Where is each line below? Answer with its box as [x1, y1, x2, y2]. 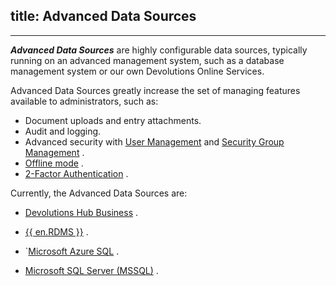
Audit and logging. [24, 125, 102, 137]
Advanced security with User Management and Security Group [24, 135, 285, 148]
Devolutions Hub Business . [24, 206, 139, 218]
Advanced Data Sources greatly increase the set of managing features [10, 84, 301, 96]
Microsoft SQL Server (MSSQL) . [24, 264, 159, 276]
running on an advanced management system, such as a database [10, 54, 285, 66]
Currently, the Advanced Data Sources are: [10, 187, 188, 199]
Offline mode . [24, 157, 84, 169]
